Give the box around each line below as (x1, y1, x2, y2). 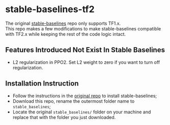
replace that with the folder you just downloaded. (12, 114, 116, 120)
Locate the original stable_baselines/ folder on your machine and (12, 109, 151, 115)
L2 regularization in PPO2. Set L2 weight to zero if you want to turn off (12, 59, 160, 65)
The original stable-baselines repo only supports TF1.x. (5, 20, 121, 26)
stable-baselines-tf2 (5, 4, 95, 15)
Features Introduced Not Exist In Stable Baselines (5, 46, 165, 54)
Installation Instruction (5, 79, 79, 88)
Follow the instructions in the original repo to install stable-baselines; (12, 93, 157, 99)
